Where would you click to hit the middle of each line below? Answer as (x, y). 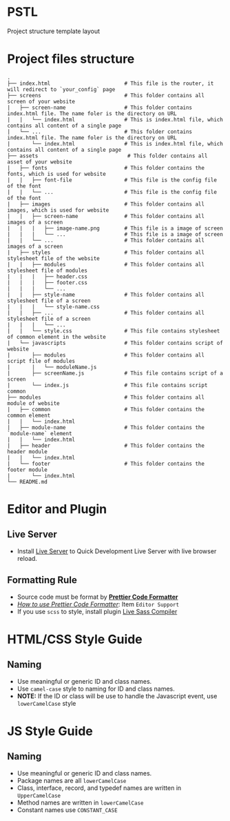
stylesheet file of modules (48, 270)
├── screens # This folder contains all (106, 95)
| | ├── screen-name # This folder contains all (106, 216)
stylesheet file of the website (53, 258)
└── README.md (28, 482)
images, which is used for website (58, 210)
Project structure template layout (54, 31)
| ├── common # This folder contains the (106, 409)
